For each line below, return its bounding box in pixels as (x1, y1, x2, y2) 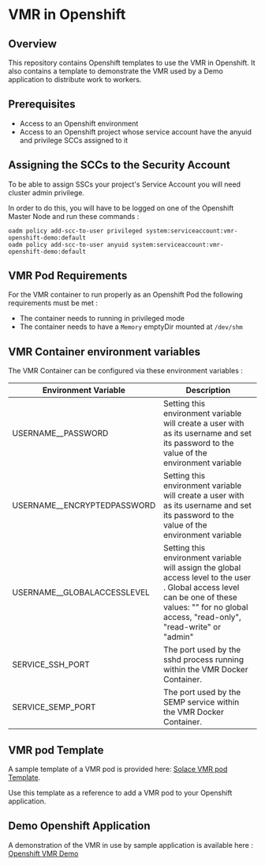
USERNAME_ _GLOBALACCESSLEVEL (12, 587, 150, 598)
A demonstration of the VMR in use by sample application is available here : (8, 840, 254, 849)
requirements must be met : (8, 298, 99, 308)
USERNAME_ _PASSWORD (12, 428, 109, 439)
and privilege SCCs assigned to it (19, 135, 129, 145)
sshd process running (162, 654, 244, 665)
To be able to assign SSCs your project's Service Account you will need (8, 180, 241, 189)
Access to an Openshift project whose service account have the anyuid (19, 127, 252, 136)
